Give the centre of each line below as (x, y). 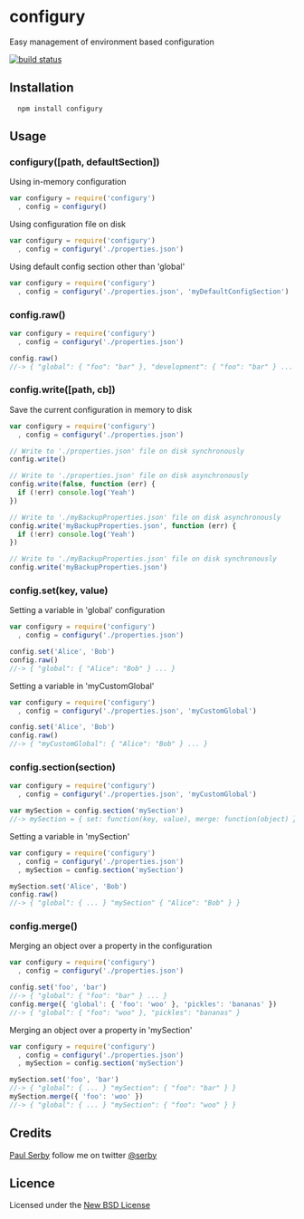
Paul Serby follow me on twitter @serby (83, 1155)
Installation (42, 88)
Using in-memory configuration (68, 182)
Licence (33, 1183)
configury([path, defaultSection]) (85, 162)
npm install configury (60, 109)
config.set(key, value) (59, 590)
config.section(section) (62, 767)
